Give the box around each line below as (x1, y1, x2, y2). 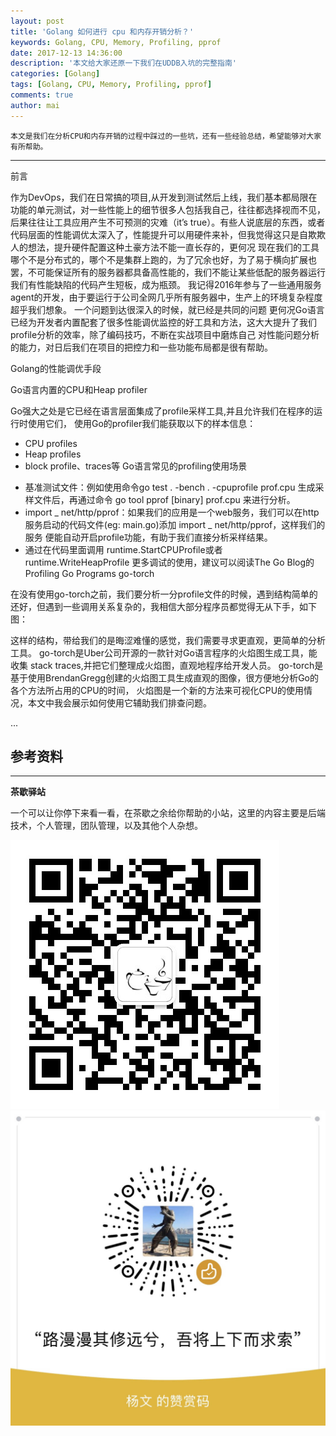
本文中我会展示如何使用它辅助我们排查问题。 (27, 696, 212, 709)
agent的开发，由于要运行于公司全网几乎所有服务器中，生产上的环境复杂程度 (10, 291, 323, 303)
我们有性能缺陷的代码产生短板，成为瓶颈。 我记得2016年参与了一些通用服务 (10, 278, 322, 290)
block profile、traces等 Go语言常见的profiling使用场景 (24, 460, 248, 472)
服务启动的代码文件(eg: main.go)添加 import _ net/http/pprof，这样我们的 (24, 518, 326, 530)
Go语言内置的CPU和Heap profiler (10, 383, 148, 395)
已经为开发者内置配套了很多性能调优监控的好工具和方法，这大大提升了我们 (10, 316, 317, 328)
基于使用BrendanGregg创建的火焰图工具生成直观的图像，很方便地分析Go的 (10, 671, 319, 684)
